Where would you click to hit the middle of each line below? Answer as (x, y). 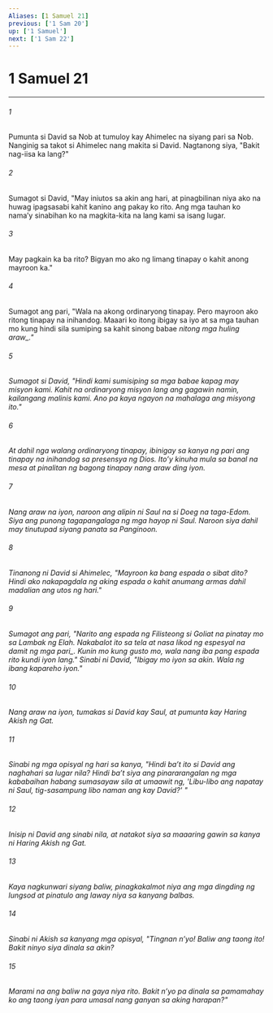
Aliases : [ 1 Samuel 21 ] (49, 16)
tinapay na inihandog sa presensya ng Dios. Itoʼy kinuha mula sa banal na (133, 459)
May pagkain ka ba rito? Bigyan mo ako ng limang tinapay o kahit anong (129, 259)
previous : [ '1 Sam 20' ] (49, 24)
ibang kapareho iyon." (45, 669)
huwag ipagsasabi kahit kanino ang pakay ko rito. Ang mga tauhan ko (125, 206)
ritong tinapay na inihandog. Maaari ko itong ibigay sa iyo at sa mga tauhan (134, 320)
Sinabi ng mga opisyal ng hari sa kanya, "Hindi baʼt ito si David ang (122, 764)
